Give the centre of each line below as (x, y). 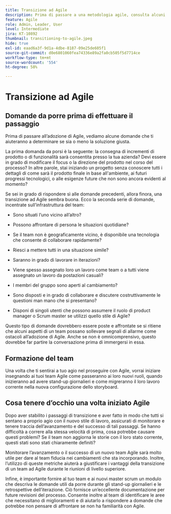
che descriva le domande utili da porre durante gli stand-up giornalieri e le (83, 484)
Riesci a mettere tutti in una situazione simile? (60, 250)
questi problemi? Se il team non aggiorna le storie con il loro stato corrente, (84, 437)
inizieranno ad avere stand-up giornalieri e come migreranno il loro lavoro (82, 381)
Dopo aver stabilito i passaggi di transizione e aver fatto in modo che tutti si (84, 415)
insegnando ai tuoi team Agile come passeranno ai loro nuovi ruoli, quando (84, 376)
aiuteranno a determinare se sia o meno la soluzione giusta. (68, 142)
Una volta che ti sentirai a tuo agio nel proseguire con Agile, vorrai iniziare (83, 370)
